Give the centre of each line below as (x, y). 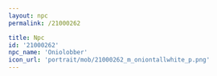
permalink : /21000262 (45, 23)
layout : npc (28, 16)
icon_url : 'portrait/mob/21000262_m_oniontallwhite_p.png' (109, 60)
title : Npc (27, 38)
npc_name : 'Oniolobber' (48, 53)
